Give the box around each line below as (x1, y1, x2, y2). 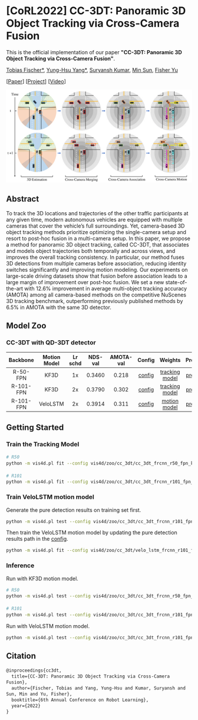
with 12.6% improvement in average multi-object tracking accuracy (24, 285, 187, 292)
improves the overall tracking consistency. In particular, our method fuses (6, 254, 184, 261)
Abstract (6, 194, 39, 204)
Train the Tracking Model (6, 440, 80, 448)
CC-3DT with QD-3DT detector (6, 338, 96, 347)
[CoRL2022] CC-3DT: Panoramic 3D (6, 4, 186, 18)
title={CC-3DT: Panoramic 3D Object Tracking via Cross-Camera (11, 673, 170, 679)
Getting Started (6, 422, 64, 432)
